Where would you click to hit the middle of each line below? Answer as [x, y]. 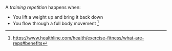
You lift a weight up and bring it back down [58, 17]
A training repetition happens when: [43, 7]
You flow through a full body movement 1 [56, 23]
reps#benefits [27, 43]
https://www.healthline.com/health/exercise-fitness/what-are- [78, 38]
